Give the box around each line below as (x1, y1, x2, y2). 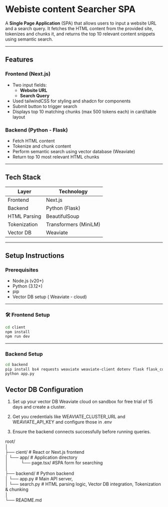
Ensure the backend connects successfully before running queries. (12, 429, 151, 435)
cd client (5, 325, 26, 330)
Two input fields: (12, 82, 47, 88)
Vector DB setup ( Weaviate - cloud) (12, 294, 87, 300)
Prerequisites (5, 267, 38, 274)
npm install (5, 329, 30, 334)
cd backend (5, 362, 28, 367)
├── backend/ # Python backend (5, 470, 74, 476)
